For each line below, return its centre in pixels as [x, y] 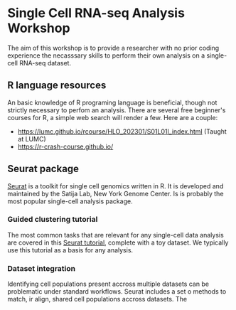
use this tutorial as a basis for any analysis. [70, 250]
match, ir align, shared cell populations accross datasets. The [97, 299]
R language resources [57, 86]
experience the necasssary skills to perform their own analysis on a [106, 55]
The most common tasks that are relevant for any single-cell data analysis [116, 235]
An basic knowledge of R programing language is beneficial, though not [112, 102]
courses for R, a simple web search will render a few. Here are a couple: [113, 117]
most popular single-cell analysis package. [70, 201]
